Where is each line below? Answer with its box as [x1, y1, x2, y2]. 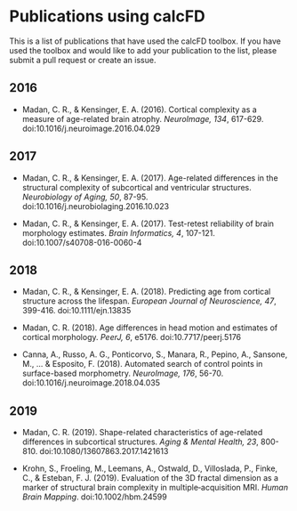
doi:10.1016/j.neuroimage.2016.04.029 [21, 123, 161, 134]
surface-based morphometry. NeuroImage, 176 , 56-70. [21, 368, 224, 379]
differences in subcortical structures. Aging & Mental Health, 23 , [21, 436, 260, 447]
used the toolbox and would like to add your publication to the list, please [9, 45, 277, 55]
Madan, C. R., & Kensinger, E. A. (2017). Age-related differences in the [21, 172, 278, 183]
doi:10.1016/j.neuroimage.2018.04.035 [21, 377, 160, 388]
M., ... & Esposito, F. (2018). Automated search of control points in [21, 359, 263, 369]
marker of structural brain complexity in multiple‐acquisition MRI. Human [21, 483, 289, 493]
